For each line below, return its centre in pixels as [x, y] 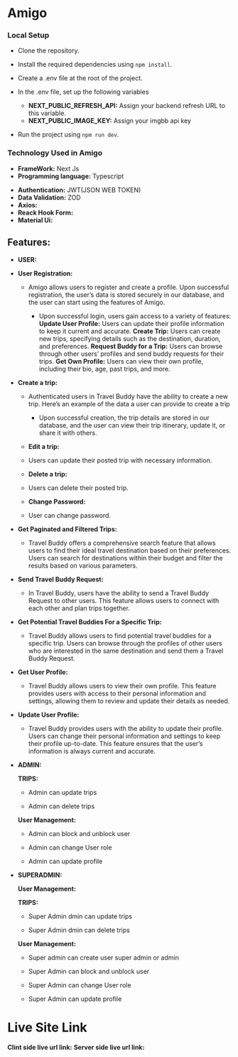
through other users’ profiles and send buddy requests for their [131, 354]
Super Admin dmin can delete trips [79, 930]
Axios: [27, 205]
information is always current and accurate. [92, 751]
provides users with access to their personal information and [117, 693]
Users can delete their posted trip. [79, 487]
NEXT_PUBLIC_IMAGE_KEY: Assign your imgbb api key [110, 121]
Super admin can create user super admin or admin [103, 958]
